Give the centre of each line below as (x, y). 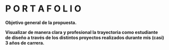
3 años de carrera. (25, 42)
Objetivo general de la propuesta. (41, 22)
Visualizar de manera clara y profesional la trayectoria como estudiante (81, 32)
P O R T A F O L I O (43, 9)
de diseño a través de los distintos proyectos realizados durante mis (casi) (85, 37)
